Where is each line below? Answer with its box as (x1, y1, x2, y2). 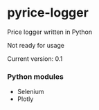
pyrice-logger (7, 5, 89, 21)
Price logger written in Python (7, 28, 92, 36)
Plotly (17, 95, 34, 103)
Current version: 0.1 (7, 54, 63, 63)
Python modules (7, 71, 64, 81)
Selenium (17, 88, 44, 96)
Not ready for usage (7, 41, 64, 49)
